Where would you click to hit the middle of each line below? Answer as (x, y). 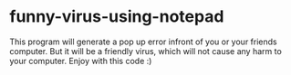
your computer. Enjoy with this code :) (81, 61)
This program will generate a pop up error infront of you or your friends (143, 42)
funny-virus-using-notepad (117, 17)
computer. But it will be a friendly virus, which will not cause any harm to (146, 51)
